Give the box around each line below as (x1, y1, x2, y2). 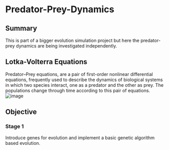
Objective (5, 108, 37, 116)
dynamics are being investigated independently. (16, 43, 117, 49)
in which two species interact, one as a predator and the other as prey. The (5, 82, 164, 88)
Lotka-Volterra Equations (5, 58, 88, 66)
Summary (5, 24, 37, 33)
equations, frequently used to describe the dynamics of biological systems (5, 77, 163, 83)
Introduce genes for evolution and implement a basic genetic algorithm (5, 134, 155, 141)
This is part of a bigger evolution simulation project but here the (5, 37, 140, 43)
